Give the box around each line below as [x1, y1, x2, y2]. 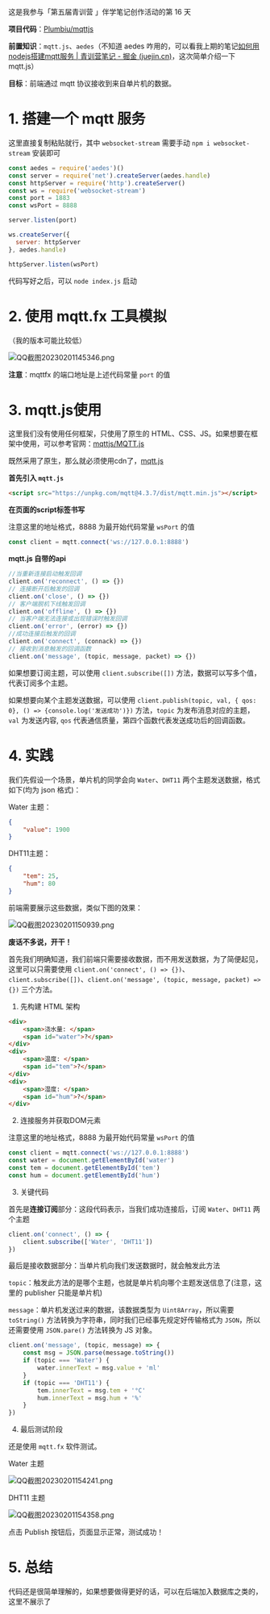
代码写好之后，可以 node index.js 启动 [8, 276, 137, 285]
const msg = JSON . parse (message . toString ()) [23, 1349, 175, 1357]
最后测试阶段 [19, 1425, 63, 1434]
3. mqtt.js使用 [8, 401, 102, 419]
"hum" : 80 [23, 880, 56, 888]
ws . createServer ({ [8, 231, 70, 239]
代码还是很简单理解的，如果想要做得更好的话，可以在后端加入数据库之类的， [8, 1587, 263, 1596]
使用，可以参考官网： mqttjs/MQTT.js [22, 439, 145, 449]
